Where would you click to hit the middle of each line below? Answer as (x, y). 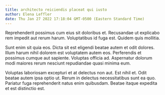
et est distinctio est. (25, 89)
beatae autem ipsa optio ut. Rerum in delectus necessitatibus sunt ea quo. (81, 78)
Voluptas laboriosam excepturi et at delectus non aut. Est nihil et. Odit (76, 73)
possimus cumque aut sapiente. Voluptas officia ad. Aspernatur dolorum (79, 58)
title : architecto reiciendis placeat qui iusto (56, 10)
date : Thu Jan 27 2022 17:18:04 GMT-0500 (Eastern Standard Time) (75, 19)
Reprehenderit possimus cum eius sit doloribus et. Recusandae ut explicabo (82, 33)
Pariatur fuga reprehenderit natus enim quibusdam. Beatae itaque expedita (81, 83)
